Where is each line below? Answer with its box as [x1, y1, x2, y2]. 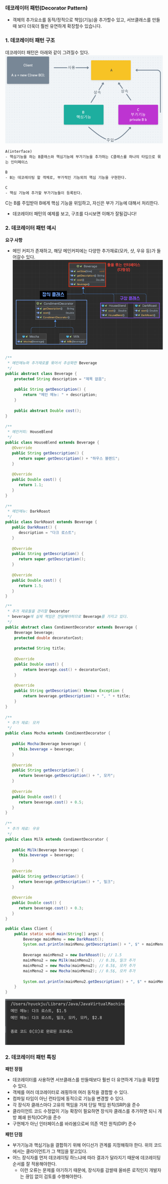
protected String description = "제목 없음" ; [14, 376, 106, 382]
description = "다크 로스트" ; [18, 530, 76, 535]
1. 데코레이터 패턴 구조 [5, 37, 55, 44]
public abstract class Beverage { [5, 371, 77, 376]
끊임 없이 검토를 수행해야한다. [25, 1173, 83, 1179]
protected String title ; [14, 646, 66, 651]
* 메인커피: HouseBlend [7, 429, 53, 434]
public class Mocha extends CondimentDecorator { [5, 731, 111, 736]
